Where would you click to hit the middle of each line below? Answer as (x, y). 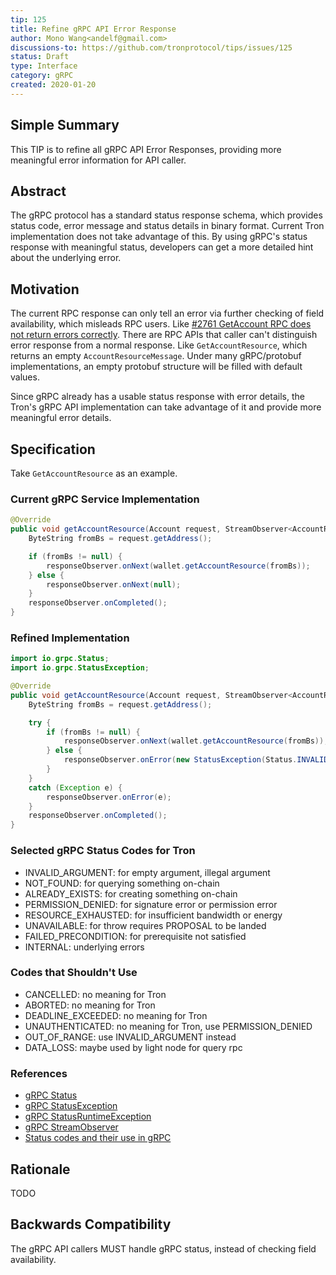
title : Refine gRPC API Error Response (93, 29)
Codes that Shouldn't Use (74, 973)
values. (25, 377)
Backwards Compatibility (91, 1224)
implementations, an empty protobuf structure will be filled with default (156, 367)
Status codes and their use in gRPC (98, 1138)
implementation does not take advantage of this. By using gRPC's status (159, 237)
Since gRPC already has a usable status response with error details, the (157, 397)
